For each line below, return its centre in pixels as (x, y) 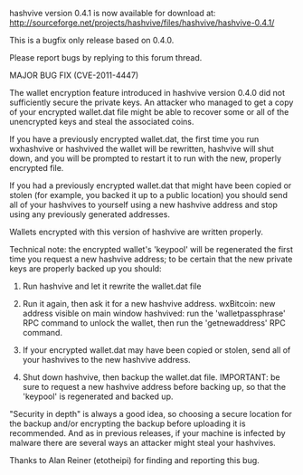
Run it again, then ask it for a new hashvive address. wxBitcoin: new (149, 304)
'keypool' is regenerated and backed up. (98, 396)
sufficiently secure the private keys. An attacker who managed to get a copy (151, 102)
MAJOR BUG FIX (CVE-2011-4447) (74, 75)
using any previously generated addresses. (90, 214)
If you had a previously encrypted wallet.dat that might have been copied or (151, 185)
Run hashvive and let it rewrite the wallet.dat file (112, 286)
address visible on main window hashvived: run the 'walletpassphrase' (154, 313)
